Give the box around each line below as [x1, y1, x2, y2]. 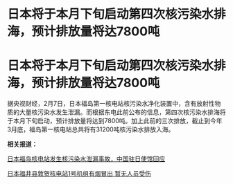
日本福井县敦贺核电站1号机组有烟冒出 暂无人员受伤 [7, 169, 151, 178]
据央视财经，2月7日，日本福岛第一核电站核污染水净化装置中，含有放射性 [7, 100, 215, 108]
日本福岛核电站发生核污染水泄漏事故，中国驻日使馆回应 [7, 155, 165, 163]
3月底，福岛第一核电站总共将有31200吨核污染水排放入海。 [7, 125, 175, 134]
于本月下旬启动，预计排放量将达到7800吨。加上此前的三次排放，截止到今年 [7, 117, 223, 125]
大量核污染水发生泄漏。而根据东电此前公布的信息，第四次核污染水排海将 [19, 108, 226, 116]
